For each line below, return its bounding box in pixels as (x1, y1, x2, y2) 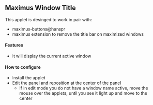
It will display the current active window (12, 53, 92, 59)
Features (5, 42, 23, 48)
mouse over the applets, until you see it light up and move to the (19, 90, 148, 96)
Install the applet (12, 75, 46, 81)
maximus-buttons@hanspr (12, 26, 65, 32)
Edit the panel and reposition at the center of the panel (12, 80, 121, 86)
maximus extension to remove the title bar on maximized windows (12, 31, 144, 37)
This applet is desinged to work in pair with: (5, 16, 92, 22)
